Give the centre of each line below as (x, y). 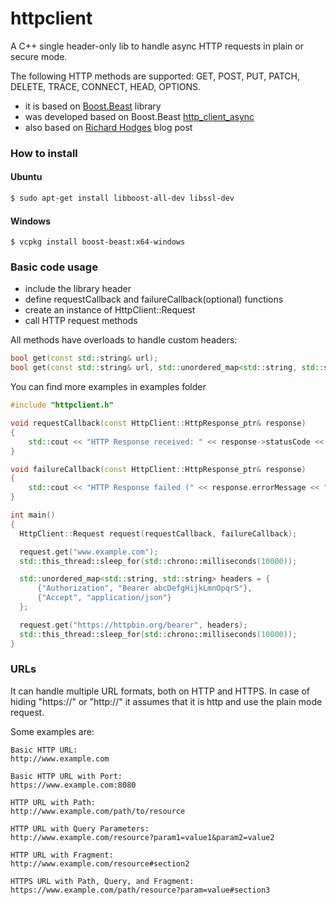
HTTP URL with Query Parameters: (80, 828)
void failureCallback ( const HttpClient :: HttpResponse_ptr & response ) (158, 469)
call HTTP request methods (81, 321)
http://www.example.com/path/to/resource (98, 811)
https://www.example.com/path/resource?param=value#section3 (140, 890)
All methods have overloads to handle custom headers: (124, 340)
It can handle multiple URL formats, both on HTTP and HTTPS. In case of (160, 691)
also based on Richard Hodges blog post (108, 127)
